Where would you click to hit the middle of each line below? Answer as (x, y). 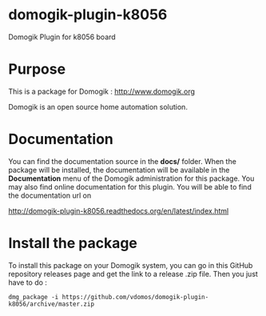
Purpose (37, 69)
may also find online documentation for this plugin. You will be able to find (130, 186)
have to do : (28, 282)
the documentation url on (50, 195)
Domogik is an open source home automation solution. (98, 106)
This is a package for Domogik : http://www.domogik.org (102, 91)
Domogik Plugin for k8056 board (62, 37)
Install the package (73, 243)
